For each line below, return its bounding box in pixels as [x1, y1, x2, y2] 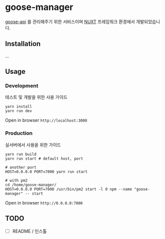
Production [5, 130, 33, 137]
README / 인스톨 [12, 228, 47, 234]
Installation [5, 39, 41, 48]
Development [5, 82, 39, 89]
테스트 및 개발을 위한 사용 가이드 [5, 94, 68, 100]
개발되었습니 [136, 18, 161, 24]
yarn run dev [5, 109, 32, 114]
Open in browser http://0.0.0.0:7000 [5, 200, 83, 206]
